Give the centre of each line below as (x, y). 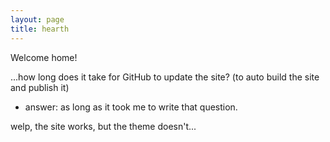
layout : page (37, 19)
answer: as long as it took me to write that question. (131, 107)
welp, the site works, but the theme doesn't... (103, 126)
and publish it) (40, 87)
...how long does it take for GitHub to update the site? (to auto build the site (165, 77)
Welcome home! (44, 57)
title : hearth (40, 29)
